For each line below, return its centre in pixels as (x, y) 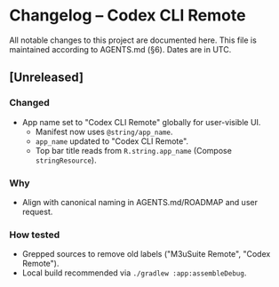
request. (37, 211)
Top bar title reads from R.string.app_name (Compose (134, 150)
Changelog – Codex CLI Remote (128, 16)
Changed (30, 103)
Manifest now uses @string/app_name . (104, 132)
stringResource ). (66, 160)
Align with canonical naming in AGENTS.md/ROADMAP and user (139, 202)
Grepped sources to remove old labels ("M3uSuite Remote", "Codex (146, 254)
